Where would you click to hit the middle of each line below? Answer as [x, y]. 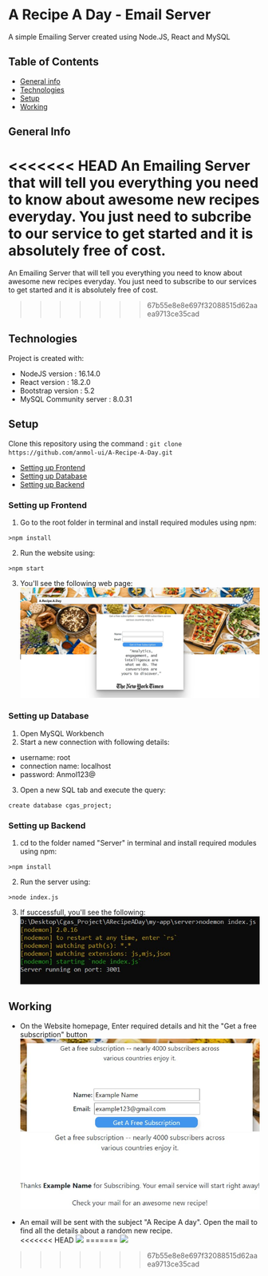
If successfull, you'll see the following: [83, 912]
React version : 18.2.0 [55, 382]
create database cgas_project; [60, 805]
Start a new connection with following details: [95, 742]
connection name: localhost [65, 766]
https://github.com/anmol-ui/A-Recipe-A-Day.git [91, 453]
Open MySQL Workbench [62, 733]
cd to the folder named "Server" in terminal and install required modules [138, 842]
